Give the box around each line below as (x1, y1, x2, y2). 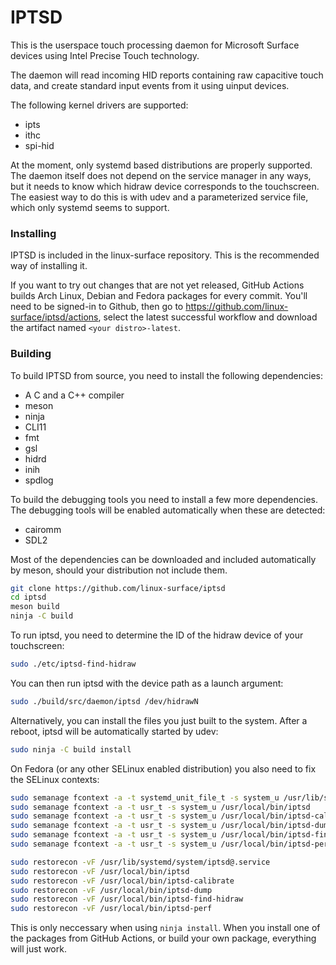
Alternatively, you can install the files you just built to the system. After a (10, 714, 308, 726)
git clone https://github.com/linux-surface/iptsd (10, 583, 226, 593)
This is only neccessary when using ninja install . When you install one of (10, 922, 321, 934)
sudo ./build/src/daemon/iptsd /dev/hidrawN (10, 696, 199, 706)
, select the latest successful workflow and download (98, 311, 318, 323)
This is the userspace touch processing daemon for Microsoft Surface (10, 39, 300, 51)
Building (10, 347, 52, 361)
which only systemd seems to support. (10, 201, 170, 213)
